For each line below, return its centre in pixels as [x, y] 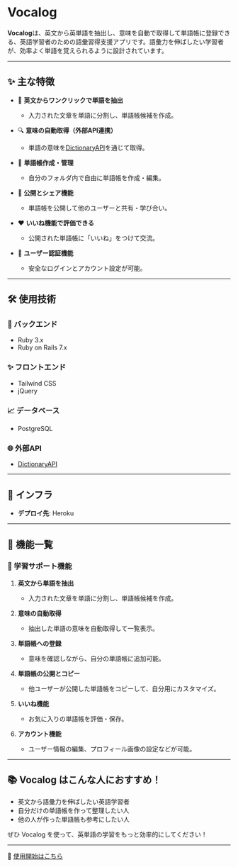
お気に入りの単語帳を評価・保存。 [78, 718]
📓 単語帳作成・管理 [45, 162]
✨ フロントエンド [36, 367]
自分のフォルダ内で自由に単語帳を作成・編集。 [96, 177]
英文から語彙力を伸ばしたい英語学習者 [73, 801]
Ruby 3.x [30, 340]
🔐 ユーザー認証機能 [45, 253]
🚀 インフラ [30, 494]
